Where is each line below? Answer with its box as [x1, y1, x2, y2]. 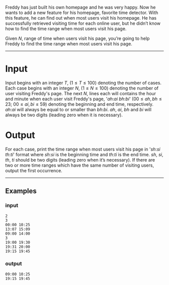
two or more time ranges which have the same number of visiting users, [5, 162, 154, 168]
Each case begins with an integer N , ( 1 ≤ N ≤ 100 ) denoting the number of [5, 85, 159, 91]
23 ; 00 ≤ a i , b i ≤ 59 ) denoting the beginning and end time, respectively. [5, 101, 153, 107]
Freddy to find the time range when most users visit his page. [5, 41, 132, 47]
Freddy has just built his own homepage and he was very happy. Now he [5, 5, 156, 10]
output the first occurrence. [5, 167, 63, 173]
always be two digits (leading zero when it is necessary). [5, 112, 123, 118]
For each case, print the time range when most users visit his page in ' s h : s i [5, 146, 160, 152]
